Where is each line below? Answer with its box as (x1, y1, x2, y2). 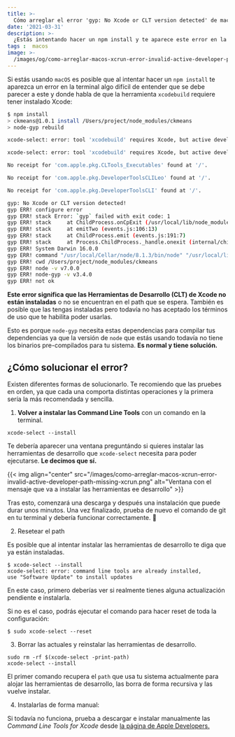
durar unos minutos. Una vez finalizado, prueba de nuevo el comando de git (7, 505, 226, 514)
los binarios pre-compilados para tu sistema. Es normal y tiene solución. (7, 341, 218, 350)
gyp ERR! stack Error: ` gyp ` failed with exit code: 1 (7, 213, 171, 220)
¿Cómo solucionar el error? (7, 361, 128, 373)
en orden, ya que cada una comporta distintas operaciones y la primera (7, 387, 213, 395)
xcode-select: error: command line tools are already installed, (7, 568, 201, 575)
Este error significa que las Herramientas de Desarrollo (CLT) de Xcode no (7, 290, 227, 299)
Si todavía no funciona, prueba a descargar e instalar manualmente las (7, 714, 211, 722)
